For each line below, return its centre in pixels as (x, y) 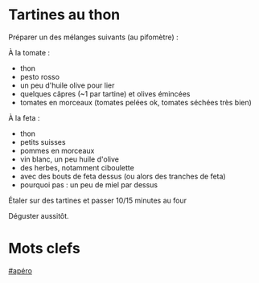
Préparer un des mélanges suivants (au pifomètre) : (93, 37)
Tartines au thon (64, 15)
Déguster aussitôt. (39, 215)
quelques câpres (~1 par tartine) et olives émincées (105, 93)
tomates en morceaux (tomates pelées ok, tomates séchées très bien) (136, 102)
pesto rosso (40, 76)
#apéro (20, 270)
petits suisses (43, 141)
